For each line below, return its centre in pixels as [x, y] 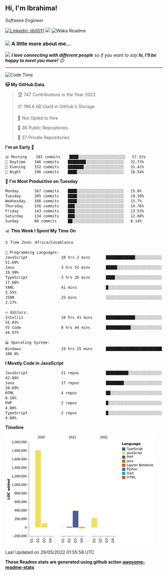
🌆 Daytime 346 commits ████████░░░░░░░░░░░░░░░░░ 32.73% [74, 162]
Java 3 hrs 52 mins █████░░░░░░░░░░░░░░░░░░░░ [84, 267]
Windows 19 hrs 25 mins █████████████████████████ [84, 349]
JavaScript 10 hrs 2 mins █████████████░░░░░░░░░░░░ [84, 257]
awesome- [134, 562]
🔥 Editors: [17, 313]
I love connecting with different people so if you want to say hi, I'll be [84, 55]
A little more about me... [41, 44]
